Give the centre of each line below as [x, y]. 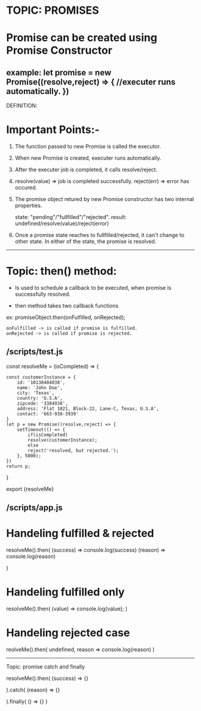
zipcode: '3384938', [42, 403]
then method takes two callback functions [66, 306]
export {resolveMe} [30, 489]
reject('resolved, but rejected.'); [73, 450]
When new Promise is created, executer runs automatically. [88, 158]
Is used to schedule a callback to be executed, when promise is [93, 288]
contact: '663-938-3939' [48, 414]
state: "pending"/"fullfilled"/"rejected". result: [71, 217]
